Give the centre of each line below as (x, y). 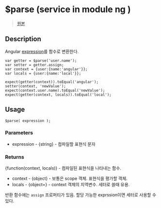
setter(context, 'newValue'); (36, 86)
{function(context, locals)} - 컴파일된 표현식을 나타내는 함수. (63, 168)
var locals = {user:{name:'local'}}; (43, 73)
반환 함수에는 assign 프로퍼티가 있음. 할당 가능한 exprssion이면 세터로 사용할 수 (81, 195)
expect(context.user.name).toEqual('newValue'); (55, 90)
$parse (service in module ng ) (68, 9)
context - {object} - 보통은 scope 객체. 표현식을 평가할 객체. (70, 178)
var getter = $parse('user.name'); (41, 61)
